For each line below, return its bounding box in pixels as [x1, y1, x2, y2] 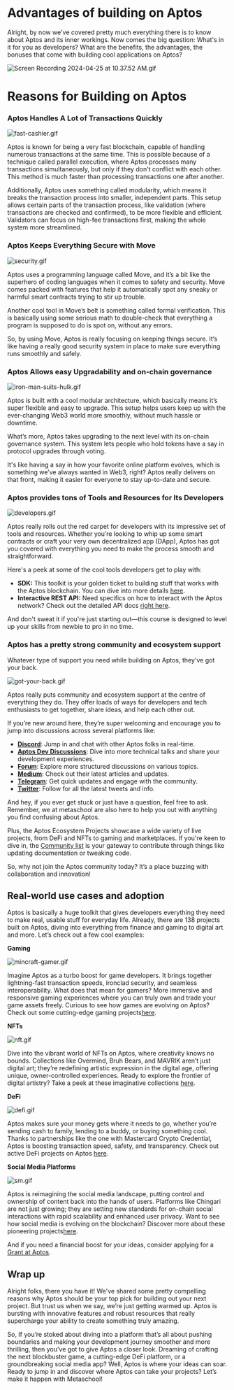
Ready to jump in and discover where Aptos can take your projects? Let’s [7, 1368, 217, 1376]
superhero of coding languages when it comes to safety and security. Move [7, 278, 226, 286]
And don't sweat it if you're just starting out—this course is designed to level [7, 615, 227, 623]
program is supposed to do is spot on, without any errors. [7, 320, 173, 329]
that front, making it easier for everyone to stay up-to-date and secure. [7, 476, 212, 484]
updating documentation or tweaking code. [7, 849, 131, 857]
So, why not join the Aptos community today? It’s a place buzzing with [7, 862, 209, 870]
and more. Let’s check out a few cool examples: [7, 930, 145, 939]
